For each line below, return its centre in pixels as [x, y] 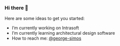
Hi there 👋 [17, 8]
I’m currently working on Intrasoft [45, 28]
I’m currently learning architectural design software [63, 33]
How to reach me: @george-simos [47, 38]
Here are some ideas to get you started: [45, 19]
